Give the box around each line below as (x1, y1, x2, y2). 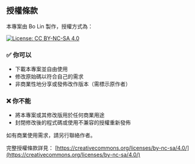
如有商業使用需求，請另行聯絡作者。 (6, 132, 96, 139)
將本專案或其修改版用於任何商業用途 (14, 111, 105, 119)
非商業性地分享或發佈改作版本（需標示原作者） (14, 80, 131, 88)
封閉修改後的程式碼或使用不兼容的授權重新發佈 (14, 119, 131, 126)
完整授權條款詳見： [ (6, 144, 58, 151)
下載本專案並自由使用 (14, 65, 68, 73)
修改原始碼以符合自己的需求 (14, 73, 84, 80)
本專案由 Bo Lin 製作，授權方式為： (6, 23, 93, 30)
